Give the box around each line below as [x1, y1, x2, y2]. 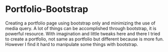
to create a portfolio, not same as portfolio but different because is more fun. [5, 36, 164, 42]
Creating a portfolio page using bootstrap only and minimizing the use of [5, 20, 156, 26]
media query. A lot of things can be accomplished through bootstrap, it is [5, 25, 157, 31]
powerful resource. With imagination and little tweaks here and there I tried [5, 30, 160, 36]
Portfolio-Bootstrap [5, 3, 89, 15]
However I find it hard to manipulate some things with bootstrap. [5, 41, 138, 47]
